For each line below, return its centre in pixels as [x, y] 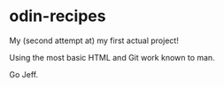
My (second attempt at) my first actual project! [94, 40]
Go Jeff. [23, 74]
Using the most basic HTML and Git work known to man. [112, 57]
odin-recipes [58, 16]
